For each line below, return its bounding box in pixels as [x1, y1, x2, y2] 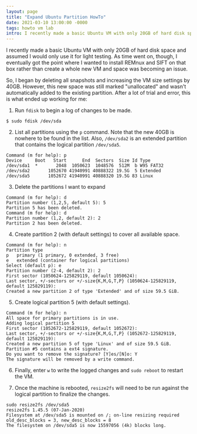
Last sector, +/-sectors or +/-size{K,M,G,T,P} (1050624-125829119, [6, 278, 177, 284]
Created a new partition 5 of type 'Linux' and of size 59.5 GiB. [6, 341, 172, 347]
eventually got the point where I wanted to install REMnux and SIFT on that [6, 59, 186, 66]
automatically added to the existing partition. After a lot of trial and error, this [6, 89, 191, 96]
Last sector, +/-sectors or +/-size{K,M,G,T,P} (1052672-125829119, [6, 330, 177, 337]
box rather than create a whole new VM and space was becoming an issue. [6, 65, 188, 72]
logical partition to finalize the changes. [14, 390, 110, 398]
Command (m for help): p [6, 152, 67, 159]
